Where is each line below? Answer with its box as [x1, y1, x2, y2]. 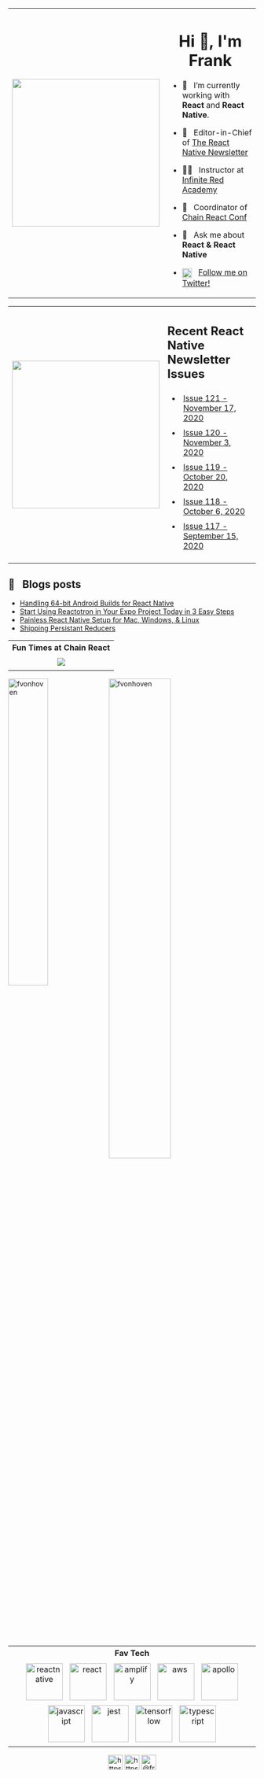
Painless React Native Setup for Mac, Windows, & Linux [19, 615, 200, 625]
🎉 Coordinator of [181, 202, 247, 213]
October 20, [183, 471, 228, 482]
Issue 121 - [183, 393, 228, 404]
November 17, [183, 403, 237, 414]
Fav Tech [114, 1648, 150, 1659]
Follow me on [198, 267, 247, 278]
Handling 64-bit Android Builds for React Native [19, 598, 174, 608]
